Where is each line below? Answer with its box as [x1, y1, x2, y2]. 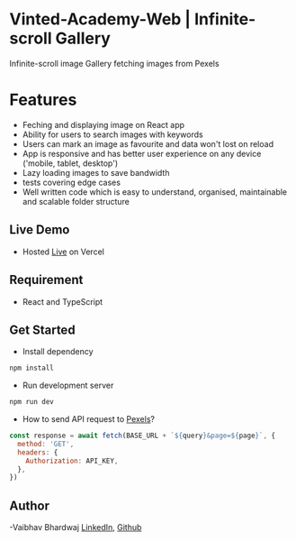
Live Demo [9, 222, 70, 238]
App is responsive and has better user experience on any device [22, 148, 262, 159]
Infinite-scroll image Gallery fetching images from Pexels [9, 58, 220, 69]
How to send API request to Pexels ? [22, 414, 156, 425]
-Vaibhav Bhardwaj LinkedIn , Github [9, 522, 142, 533]
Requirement [9, 272, 84, 288]
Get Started [9, 322, 76, 337]
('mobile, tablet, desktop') [22, 158, 119, 169]
